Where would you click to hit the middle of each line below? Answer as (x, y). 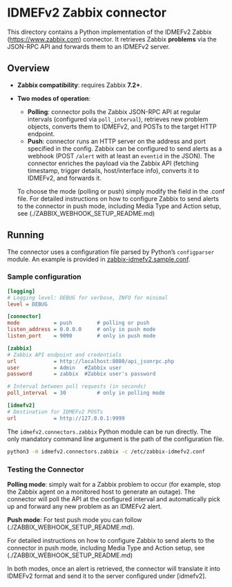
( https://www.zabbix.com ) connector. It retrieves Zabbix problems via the (112, 39)
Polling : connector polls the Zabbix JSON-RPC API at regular (114, 111)
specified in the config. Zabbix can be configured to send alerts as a (125, 148)
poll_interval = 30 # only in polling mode (86, 393)
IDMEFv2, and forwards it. (65, 178)
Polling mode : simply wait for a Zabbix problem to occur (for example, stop (114, 484)
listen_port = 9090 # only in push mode (81, 336)
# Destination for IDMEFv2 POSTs (55, 412)
